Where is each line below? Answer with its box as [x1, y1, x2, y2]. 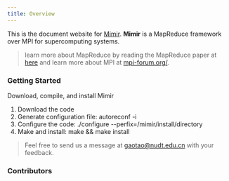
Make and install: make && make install [17, 127, 130, 135]
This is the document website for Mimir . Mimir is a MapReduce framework [7, 29, 222, 38]
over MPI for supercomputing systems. [7, 36, 120, 46]
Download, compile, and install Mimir [7, 91, 115, 100]
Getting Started [7, 75, 61, 85]
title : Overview [7, 10, 55, 18]
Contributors [7, 166, 53, 175]
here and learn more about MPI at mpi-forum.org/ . [24, 58, 170, 67]
